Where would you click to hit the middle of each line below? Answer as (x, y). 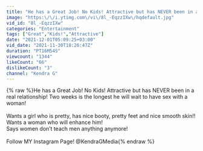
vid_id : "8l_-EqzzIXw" (35, 23)
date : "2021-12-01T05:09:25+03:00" (51, 40)
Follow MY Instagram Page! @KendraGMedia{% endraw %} (81, 141)
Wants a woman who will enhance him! (55, 122)
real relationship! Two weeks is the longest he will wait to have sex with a (97, 97)
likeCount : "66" (27, 62)
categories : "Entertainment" (43, 29)
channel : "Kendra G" (32, 73)
